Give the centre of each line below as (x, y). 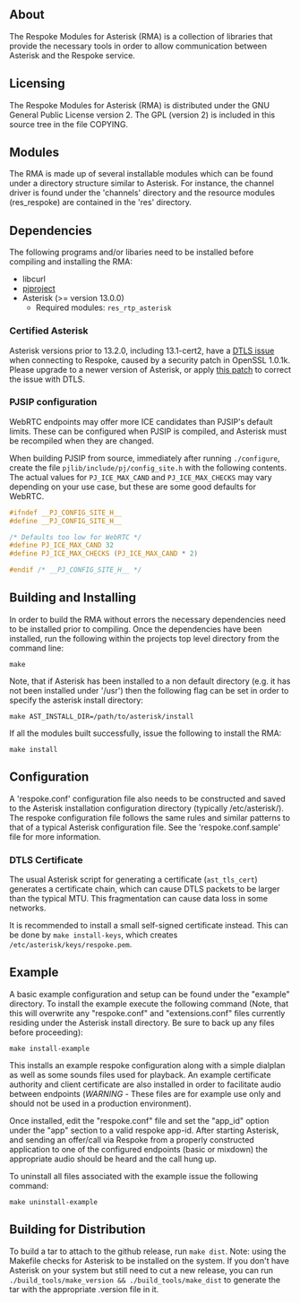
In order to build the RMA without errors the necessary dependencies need (148, 619)
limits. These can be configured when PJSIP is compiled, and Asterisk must (148, 431)
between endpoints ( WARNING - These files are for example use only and (145, 1093)
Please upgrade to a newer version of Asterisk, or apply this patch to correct (150, 369)
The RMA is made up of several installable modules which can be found (141, 174)
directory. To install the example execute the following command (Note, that (149, 1004)
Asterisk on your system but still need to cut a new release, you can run (141, 1270)
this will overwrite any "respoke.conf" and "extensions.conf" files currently (147, 1013)
